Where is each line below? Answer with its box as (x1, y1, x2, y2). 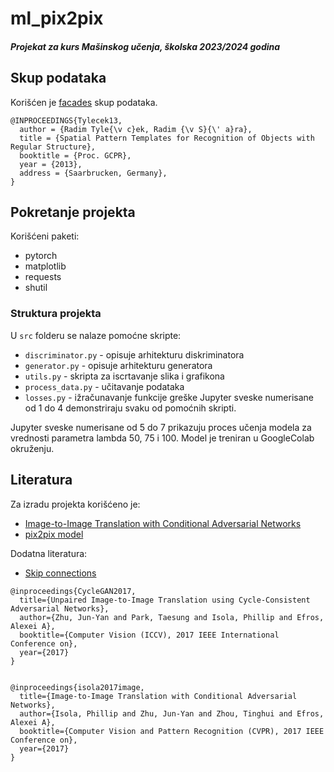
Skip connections (24, 567, 97, 579)
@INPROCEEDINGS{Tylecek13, (10, 115, 123, 126)
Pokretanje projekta (10, 203, 136, 221)
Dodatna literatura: (10, 547, 88, 559)
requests (24, 271, 62, 283)
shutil (24, 282, 48, 294)
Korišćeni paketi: (10, 230, 80, 242)
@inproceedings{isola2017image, (10, 682, 145, 692)
